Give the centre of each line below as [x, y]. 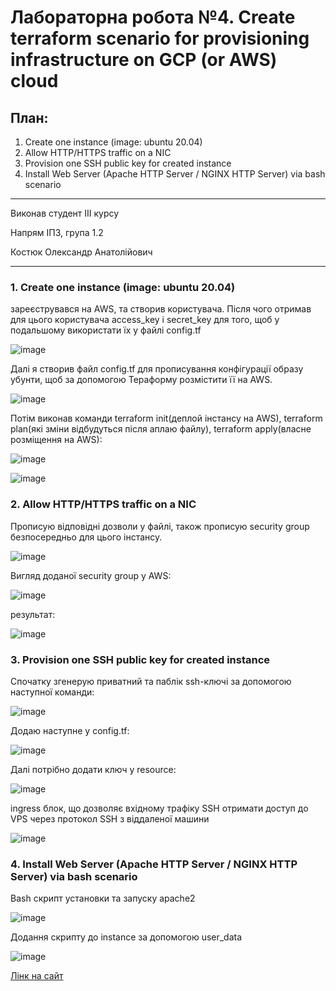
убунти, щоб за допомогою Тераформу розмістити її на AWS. [141, 380]
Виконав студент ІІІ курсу [65, 213]
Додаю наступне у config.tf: [70, 730]
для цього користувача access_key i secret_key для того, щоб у [145, 320]
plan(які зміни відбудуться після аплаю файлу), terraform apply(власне [161, 429]
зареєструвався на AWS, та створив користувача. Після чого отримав [161, 309]
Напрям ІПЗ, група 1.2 [57, 232]
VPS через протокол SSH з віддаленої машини [110, 818]
